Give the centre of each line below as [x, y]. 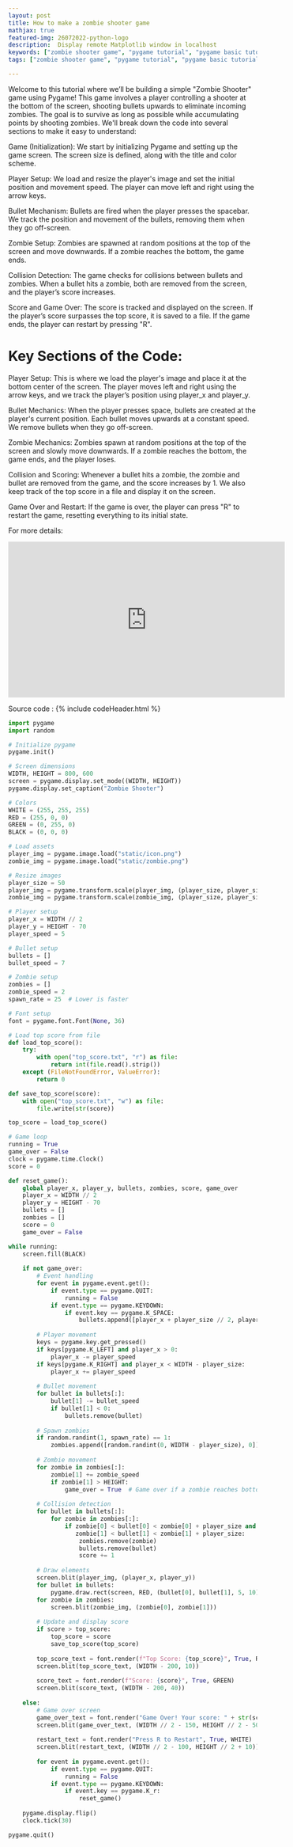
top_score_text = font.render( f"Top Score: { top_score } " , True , [145, 1659]
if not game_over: [53, 1269]
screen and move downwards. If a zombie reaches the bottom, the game [126, 251]
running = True [33, 1145]
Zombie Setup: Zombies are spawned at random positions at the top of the [130, 243]
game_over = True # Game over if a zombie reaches [151, 1489]
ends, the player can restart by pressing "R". [80, 324]
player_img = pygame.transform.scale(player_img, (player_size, [116, 890]
